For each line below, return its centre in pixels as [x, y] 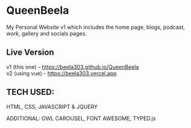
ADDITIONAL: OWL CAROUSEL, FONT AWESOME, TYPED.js [81, 118]
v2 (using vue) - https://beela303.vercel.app [61, 73]
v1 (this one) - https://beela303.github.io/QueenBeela [73, 67]
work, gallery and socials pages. [47, 33]
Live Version [30, 53]
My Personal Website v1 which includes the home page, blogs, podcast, [96, 27]
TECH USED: [31, 92]
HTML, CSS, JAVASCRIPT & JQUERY [52, 106]
